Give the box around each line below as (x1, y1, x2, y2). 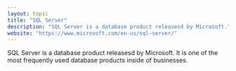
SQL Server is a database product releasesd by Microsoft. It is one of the (7, 49, 218, 57)
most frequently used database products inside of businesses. (7, 56, 188, 65)
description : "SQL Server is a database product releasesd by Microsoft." (7, 23, 231, 30)
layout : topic (7, 10, 49, 17)
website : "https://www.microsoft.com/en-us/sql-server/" (7, 29, 178, 37)
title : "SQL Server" (7, 17, 68, 24)
